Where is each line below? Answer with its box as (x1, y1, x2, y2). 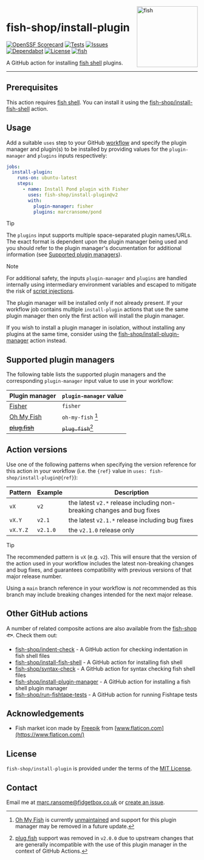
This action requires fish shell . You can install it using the (6, 99, 149, 106)
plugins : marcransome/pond (33, 209, 102, 215)
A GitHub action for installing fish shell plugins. (6, 59, 123, 66)
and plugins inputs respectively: (27, 152, 107, 159)
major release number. (6, 572, 63, 580)
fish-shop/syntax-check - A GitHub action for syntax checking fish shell (15, 665, 195, 672)
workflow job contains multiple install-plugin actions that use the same (6, 306, 189, 313)
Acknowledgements (6, 708, 84, 719)
